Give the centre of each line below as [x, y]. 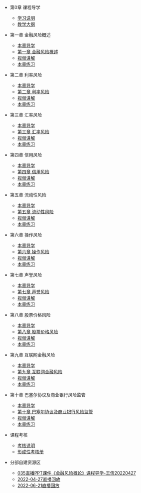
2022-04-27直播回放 [39, 479]
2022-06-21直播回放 [38, 485]
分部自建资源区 [25, 462]
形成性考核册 [30, 452]
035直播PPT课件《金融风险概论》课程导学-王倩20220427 [76, 473]
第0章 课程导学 [25, 7]
